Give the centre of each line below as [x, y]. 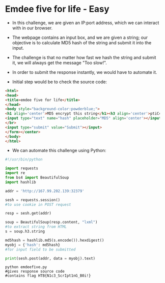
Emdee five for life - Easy [57, 9]
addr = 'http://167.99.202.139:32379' [45, 191]
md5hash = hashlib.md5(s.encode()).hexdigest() [55, 240]
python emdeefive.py [26, 267]
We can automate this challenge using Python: [59, 151]
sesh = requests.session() [33, 200]
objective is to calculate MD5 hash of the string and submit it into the [82, 42]
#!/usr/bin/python [24, 159]
